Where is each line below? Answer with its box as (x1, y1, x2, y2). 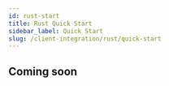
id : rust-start (8, 11, 60, 20)
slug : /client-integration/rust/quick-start (8, 34, 162, 43)
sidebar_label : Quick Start (8, 27, 104, 35)
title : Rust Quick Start (8, 19, 93, 28)
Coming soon (8, 64, 78, 78)
